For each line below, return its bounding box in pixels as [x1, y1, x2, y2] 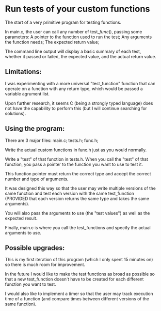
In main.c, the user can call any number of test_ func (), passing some [5, 29, 142, 34]
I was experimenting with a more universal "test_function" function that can [5, 80, 156, 86]
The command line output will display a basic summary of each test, [5, 48, 142, 54]
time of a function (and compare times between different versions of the [5, 296, 149, 302]
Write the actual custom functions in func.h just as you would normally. [5, 147, 147, 153]
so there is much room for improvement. [5, 262, 86, 267]
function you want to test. [5, 281, 56, 287]
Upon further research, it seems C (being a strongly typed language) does [5, 100, 153, 106]
